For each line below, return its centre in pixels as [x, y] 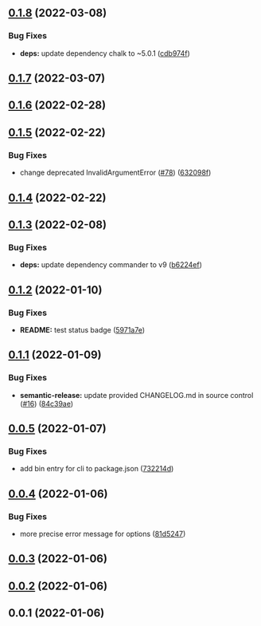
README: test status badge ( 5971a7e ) [82, 329]
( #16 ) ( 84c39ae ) [47, 404]
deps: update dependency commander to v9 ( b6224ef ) [111, 265]
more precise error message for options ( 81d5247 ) [103, 533]
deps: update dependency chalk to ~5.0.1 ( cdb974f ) [105, 53]
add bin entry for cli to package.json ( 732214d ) [97, 469]
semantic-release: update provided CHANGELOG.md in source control [136, 395]
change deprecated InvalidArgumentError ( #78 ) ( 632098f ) [115, 173]
